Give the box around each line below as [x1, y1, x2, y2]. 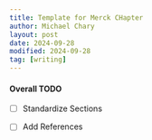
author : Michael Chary [9, 22, 95, 31]
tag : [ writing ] [9, 55, 67, 64]
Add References [22, 121, 83, 132]
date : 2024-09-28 [9, 38, 75, 48]
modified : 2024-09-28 [9, 47, 91, 56]
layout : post [9, 30, 59, 39]
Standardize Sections [22, 103, 102, 114]
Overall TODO [9, 83, 62, 94]
